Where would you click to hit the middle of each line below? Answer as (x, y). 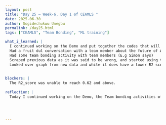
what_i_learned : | (24, 42)
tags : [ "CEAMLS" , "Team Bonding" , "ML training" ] (57, 33)
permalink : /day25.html (30, 28)
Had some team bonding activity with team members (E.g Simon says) (82, 55)
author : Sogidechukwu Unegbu (35, 23)
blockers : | (17, 79)
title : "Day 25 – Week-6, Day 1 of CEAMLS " (52, 14)
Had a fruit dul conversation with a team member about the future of (84, 51)
